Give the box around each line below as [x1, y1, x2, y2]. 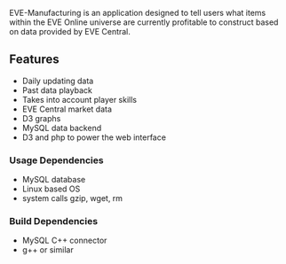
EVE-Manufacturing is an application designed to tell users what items [9, 8, 266, 18]
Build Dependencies [9, 215, 99, 228]
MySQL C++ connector [21, 235, 107, 246]
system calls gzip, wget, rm [21, 193, 123, 204]
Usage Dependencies [9, 154, 104, 167]
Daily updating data [21, 75, 94, 86]
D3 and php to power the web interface [21, 132, 167, 143]
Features [9, 52, 60, 67]
